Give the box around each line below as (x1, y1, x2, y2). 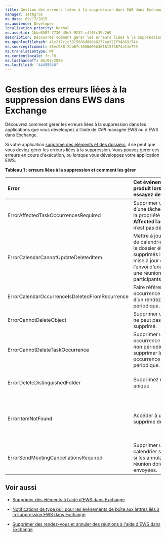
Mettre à (133, 233, 153, 239)
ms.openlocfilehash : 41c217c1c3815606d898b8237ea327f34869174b (5, 40, 138, 45)
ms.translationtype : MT (5, 49, 54, 54)
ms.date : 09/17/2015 (5, 16, 48, 21)
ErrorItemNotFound (7, 415, 53, 422)
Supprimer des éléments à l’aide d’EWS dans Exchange (12, 496, 125, 502)
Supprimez (133, 376, 159, 383)
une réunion (133, 270, 162, 277)
